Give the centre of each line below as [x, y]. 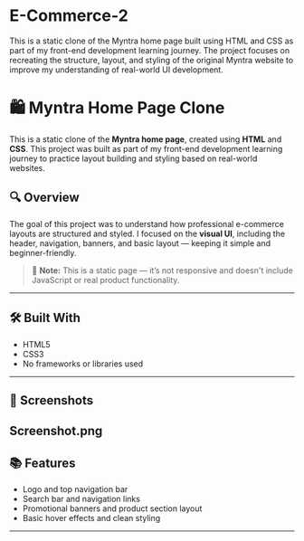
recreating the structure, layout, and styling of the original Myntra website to [152, 60]
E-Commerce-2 [69, 16]
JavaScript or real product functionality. [105, 280]
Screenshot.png [56, 431]
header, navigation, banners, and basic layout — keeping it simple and [140, 243]
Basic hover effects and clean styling [91, 518]
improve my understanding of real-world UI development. [116, 70]
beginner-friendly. [43, 252]
